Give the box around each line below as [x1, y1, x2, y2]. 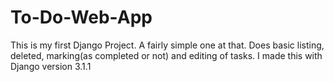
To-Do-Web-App [10, 6, 153, 29]
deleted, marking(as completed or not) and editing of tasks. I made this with [10, 49, 323, 61]
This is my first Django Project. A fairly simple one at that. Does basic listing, [10, 39, 325, 51]
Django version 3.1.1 [10, 60, 92, 72]
